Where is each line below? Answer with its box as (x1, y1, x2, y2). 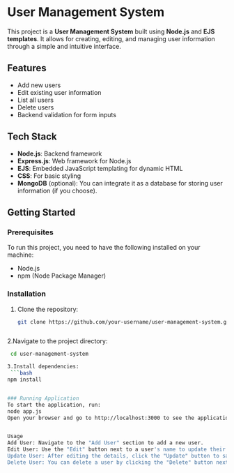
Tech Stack (7, 130, 57, 143)
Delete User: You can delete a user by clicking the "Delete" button (7, 458, 214, 466)
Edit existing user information (17, 88, 102, 96)
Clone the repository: (17, 305, 79, 313)
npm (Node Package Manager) (17, 271, 107, 280)
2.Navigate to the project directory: (7, 337, 108, 345)
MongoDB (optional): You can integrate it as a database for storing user (17, 179, 223, 187)
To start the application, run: (7, 401, 101, 408)
